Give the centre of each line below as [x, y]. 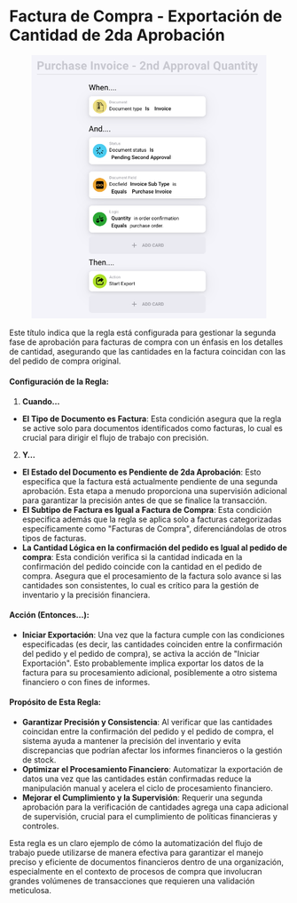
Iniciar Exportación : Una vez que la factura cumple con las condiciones [153, 635]
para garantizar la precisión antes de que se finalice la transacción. [145, 500]
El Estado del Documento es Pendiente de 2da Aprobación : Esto [141, 472]
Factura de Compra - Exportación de [146, 16]
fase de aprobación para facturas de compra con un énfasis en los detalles [146, 342]
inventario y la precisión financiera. [86, 595]
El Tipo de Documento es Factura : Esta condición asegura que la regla [152, 419]
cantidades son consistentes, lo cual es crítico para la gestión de [141, 585]
